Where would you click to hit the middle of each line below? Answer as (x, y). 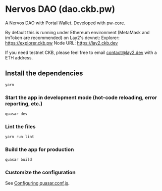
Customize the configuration (40, 173)
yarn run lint (20, 137)
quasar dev (16, 114)
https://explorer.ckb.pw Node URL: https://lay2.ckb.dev (61, 43)
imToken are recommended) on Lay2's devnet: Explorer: (62, 38)
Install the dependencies (44, 73)
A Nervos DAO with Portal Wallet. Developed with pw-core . (65, 23)
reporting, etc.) (24, 103)
